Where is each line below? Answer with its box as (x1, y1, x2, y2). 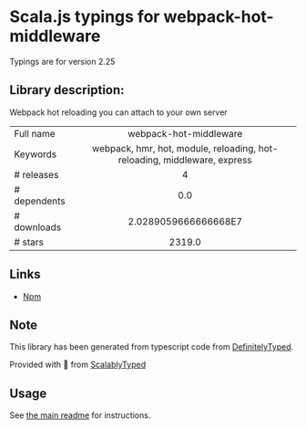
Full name (14, 127, 56, 140)
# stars (14, 235, 44, 248)
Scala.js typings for (9, 6, 160, 27)
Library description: (9, 82, 125, 98)
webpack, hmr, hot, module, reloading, (91, 141, 257, 154)
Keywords (14, 148, 57, 161)
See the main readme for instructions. (9, 410, 151, 421)
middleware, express (163, 153, 252, 166)
